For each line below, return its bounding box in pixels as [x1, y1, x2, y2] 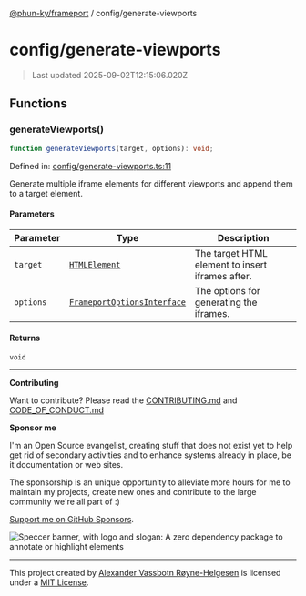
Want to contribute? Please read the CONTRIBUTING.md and [9, 395, 238, 406]
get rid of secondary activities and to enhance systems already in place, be [9, 450, 291, 460]
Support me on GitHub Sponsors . [9, 513, 135, 524]
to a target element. [9, 187, 84, 198]
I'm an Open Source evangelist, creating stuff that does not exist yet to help [9, 439, 293, 450]
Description [217, 231, 270, 244]
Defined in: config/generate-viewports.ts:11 [9, 160, 171, 171]
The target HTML [194, 247, 269, 259]
